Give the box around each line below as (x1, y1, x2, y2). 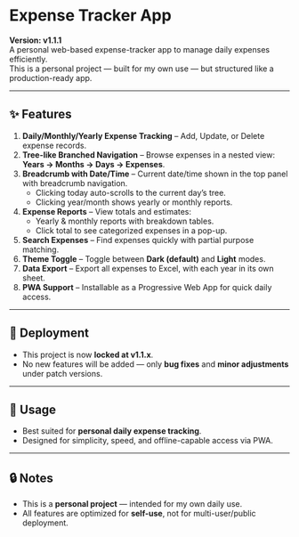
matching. (21, 244, 60, 255)
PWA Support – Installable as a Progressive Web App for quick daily (21, 281, 272, 292)
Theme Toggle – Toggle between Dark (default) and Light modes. (21, 253, 266, 264)
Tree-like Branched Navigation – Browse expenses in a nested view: (21, 149, 276, 160)
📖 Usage (9, 402, 56, 417)
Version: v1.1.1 (9, 35, 62, 45)
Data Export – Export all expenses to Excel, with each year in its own (21, 263, 274, 273)
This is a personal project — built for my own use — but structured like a (9, 63, 274, 74)
